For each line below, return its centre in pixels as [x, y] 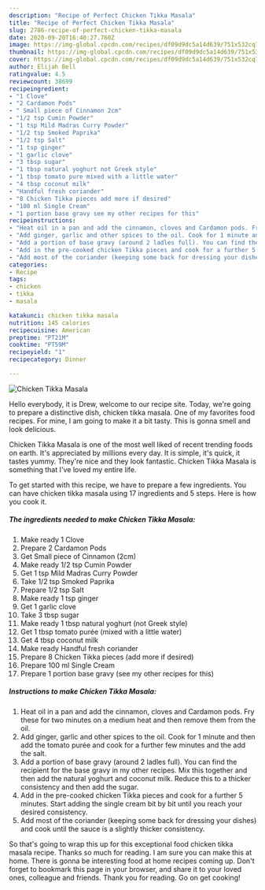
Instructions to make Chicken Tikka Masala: [83, 691]
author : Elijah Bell [43, 67]
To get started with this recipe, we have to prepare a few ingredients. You [128, 485]
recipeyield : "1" [37, 352]
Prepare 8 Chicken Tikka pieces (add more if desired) [107, 657]
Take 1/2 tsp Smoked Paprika [67, 581]
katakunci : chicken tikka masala [64, 315]
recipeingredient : [39, 89]
